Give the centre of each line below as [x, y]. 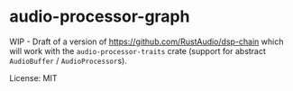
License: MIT [33, 77]
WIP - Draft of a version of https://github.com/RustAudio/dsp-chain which [146, 41]
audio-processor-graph [100, 17]
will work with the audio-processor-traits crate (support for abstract [137, 50]
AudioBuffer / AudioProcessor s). [69, 60]
